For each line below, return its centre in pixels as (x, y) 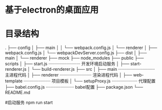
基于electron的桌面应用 (52, 10)
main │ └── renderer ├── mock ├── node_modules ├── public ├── (74, 58)
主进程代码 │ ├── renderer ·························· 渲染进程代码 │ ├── (69, 75)
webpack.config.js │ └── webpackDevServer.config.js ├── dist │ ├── (76, 53)
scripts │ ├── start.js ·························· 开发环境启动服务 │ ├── (67, 64)
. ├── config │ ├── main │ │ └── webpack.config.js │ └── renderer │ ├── (81, 48)
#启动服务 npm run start (29, 103)
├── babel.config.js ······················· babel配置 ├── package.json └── (74, 87)
